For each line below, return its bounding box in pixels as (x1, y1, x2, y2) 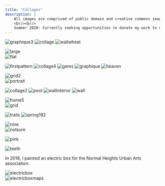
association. (5, 160, 29, 166)
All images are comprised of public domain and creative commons (14, 16, 151, 21)
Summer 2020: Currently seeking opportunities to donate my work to (14, 26, 157, 31)
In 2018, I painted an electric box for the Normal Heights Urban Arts (5, 155, 141, 161)
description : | (5, 12, 36, 17)
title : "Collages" (5, 7, 43, 12)
